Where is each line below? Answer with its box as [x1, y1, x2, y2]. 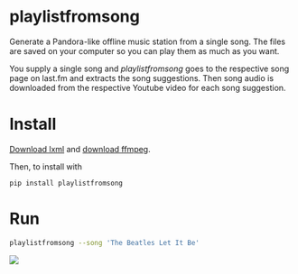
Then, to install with [9, 160, 83, 172]
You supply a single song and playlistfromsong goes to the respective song [9, 63, 290, 74]
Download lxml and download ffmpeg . [9, 143, 151, 154]
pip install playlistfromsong [9, 178, 124, 187]
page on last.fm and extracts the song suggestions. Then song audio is [9, 72, 274, 83]
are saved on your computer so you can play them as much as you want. [9, 45, 280, 56]
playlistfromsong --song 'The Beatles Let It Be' [9, 238, 200, 247]
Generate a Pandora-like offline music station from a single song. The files [9, 36, 286, 47]
